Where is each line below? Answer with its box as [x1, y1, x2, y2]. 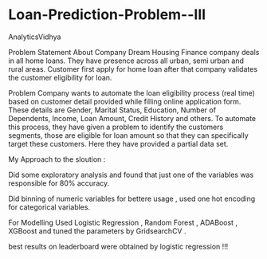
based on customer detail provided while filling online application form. [8, 96, 241, 106]
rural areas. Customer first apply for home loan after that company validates [8, 64, 257, 73]
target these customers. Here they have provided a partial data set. [8, 139, 229, 148]
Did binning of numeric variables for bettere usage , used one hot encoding [8, 194, 256, 203]
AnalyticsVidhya [8, 32, 61, 41]
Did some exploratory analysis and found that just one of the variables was [8, 170, 254, 179]
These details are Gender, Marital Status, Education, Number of [8, 105, 217, 115]
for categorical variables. [8, 202, 90, 212]
